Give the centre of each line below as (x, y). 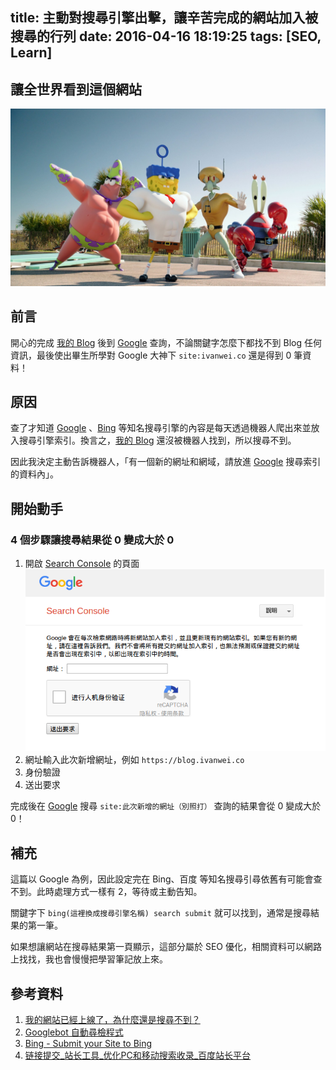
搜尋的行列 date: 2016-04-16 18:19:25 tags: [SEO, (166, 36)
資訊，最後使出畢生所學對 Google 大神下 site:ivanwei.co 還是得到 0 (151, 355)
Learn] (31, 53)
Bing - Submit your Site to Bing (88, 1044)
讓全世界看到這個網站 (76, 89)
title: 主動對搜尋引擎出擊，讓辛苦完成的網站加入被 (164, 18)
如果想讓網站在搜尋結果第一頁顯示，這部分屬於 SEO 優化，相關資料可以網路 (166, 947)
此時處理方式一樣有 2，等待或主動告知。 (119, 892)
